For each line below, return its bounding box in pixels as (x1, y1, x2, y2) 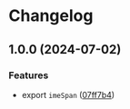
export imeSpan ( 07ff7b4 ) (21, 89, 115, 100)
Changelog (8, 5, 94, 26)
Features (8, 69, 49, 82)
